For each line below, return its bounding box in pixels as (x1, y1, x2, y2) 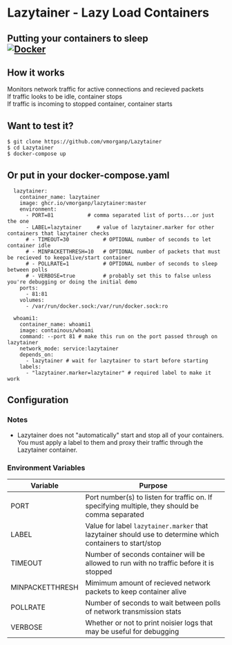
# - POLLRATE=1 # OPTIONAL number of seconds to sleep (25, 260, 217, 267)
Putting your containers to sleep (7, 33, 148, 44)
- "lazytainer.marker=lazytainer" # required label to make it (25, 369, 212, 377)
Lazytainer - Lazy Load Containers (7, 5, 209, 21)
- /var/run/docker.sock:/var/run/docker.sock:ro (25, 303, 168, 310)
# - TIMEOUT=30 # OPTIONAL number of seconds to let (25, 236, 212, 243)
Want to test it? (7, 120, 74, 132)
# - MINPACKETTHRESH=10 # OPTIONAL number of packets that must (25, 248, 221, 256)
